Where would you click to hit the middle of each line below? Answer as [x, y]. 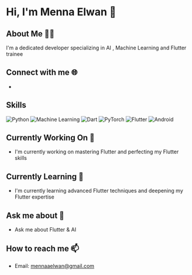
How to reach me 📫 [43, 249]
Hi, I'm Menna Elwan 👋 [61, 12]
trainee [15, 54]
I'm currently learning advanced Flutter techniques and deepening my [99, 191]
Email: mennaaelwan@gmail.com [54, 266]
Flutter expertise [34, 197]
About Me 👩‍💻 [30, 34]
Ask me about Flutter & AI [45, 230]
